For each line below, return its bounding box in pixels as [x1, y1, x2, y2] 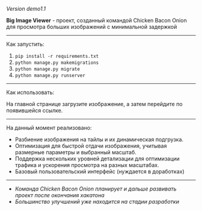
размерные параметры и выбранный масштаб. [14, 149, 136, 156]
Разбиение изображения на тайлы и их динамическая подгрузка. [14, 136, 184, 143]
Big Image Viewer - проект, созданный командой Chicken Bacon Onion [6, 17, 188, 24]
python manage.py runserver [14, 72, 85, 78]
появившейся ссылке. [6, 107, 63, 114]
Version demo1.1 [6, 5, 46, 12]
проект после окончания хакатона [14, 192, 105, 198]
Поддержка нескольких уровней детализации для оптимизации [14, 155, 180, 162]
